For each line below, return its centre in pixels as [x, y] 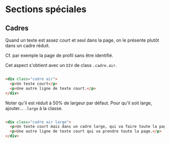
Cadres [17, 28]
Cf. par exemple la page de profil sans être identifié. [59, 55]
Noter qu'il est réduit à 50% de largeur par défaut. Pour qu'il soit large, [79, 103]
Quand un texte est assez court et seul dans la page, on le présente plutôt [82, 40]
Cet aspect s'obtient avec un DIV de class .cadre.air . [61, 65]
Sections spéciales [46, 9]
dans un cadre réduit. [28, 46]
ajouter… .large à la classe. [34, 108]
